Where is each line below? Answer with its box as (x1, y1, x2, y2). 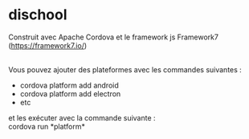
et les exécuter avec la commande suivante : (8, 112, 156, 122)
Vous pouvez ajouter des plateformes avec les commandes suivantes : (8, 64, 243, 74)
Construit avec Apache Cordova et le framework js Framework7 (8, 32, 219, 42)
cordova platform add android (19, 80, 119, 90)
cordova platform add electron (19, 88, 121, 98)
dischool (8, 6, 67, 24)
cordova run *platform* (8, 121, 86, 131)
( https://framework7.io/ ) (8, 40, 88, 50)
